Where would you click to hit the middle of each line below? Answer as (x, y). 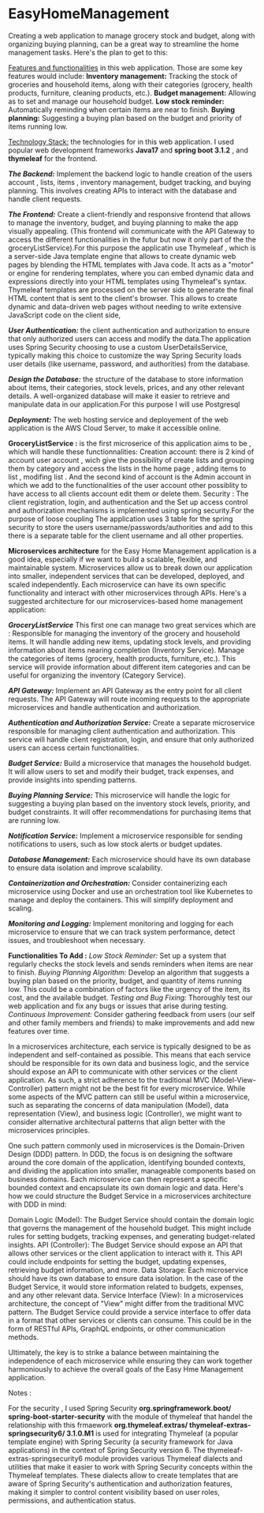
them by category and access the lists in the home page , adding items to (127, 468)
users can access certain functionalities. (74, 748)
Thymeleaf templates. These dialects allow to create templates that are (123, 1475)
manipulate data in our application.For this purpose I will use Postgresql (124, 404)
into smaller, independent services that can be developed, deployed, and (126, 576)
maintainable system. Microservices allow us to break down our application (130, 567)
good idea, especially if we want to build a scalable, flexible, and (113, 559)
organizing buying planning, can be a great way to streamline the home (124, 43)
